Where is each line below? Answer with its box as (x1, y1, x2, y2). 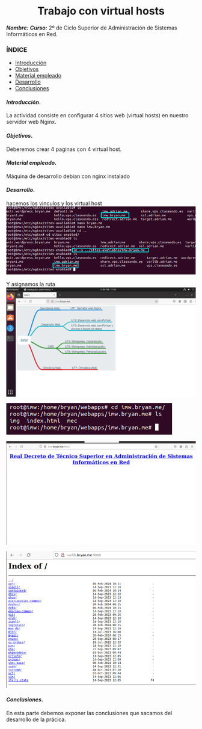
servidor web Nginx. (6, 118, 57, 126)
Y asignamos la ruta (6, 280, 56, 288)
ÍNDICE (6, 45, 28, 54)
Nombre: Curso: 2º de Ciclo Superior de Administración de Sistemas (6, 24, 177, 31)
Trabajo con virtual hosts (37, 4, 165, 18)
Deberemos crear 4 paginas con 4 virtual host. (6, 146, 122, 153)
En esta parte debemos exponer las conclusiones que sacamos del (6, 709, 173, 716)
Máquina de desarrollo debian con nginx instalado (6, 173, 130, 180)
